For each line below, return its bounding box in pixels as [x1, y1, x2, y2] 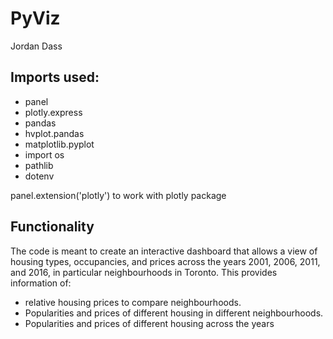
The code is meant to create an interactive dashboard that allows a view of [10, 245, 318, 257]
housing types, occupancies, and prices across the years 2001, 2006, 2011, [10, 255, 321, 267]
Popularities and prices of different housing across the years [24, 317, 275, 329]
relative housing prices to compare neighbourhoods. [24, 296, 242, 308]
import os [24, 148, 65, 161]
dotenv [24, 170, 55, 182]
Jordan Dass [10, 40, 63, 52]
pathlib [24, 159, 54, 171]
